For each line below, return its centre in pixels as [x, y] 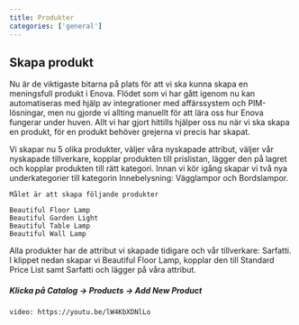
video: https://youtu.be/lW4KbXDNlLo [80, 312]
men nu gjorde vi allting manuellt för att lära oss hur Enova [155, 113]
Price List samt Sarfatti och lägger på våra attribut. [103, 270]
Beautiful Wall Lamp [48, 234]
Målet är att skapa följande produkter [84, 194]
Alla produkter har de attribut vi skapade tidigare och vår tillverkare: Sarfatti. [150, 251]
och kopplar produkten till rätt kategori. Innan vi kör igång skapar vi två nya [149, 168]
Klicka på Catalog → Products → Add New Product [106, 290]
